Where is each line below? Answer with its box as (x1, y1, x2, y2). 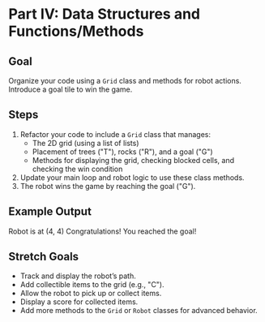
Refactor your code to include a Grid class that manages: (19, 129, 211, 139)
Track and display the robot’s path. (19, 271, 136, 281)
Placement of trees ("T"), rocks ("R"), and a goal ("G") (32, 147, 213, 157)
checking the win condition (32, 164, 123, 174)
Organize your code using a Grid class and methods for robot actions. (8, 76, 241, 85)
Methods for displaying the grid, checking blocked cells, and (32, 155, 235, 165)
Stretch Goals (8, 250, 79, 264)
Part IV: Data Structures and (8, 5, 201, 24)
